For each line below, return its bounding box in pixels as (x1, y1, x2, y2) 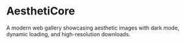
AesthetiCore (6, 4, 75, 18)
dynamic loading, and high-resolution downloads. (6, 30, 131, 37)
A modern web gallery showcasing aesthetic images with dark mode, (6, 24, 180, 31)
